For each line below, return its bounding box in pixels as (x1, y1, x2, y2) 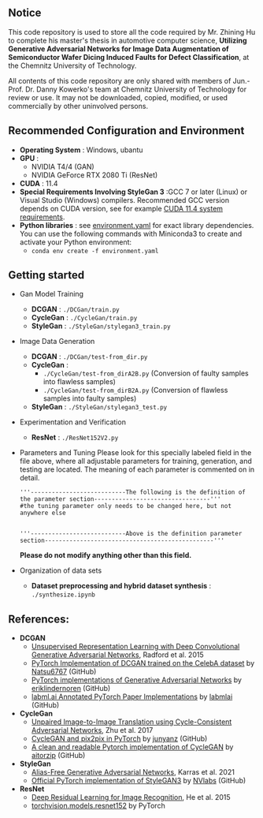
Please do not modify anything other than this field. (19, 551, 192, 560)
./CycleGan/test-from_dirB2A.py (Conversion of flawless (43, 386, 228, 395)
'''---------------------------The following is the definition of (19, 488, 246, 496)
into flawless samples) (43, 377, 117, 387)
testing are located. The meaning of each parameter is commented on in (19, 465, 255, 474)
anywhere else (19, 509, 66, 517)
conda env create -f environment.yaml (31, 247, 159, 255)
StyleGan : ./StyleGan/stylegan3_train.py (31, 321, 171, 331)
